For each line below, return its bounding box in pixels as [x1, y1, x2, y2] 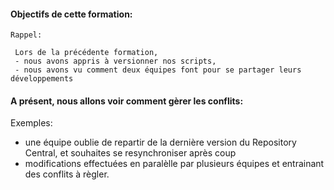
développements [10, 74, 74, 84]
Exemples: [10, 117, 53, 129]
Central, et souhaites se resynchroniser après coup [24, 147, 237, 159]
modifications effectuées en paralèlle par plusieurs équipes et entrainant [24, 158, 325, 170]
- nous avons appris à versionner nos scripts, [14, 56, 217, 67]
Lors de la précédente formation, [14, 48, 159, 58]
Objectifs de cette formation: [10, 8, 133, 20]
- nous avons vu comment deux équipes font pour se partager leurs [14, 65, 302, 75]
